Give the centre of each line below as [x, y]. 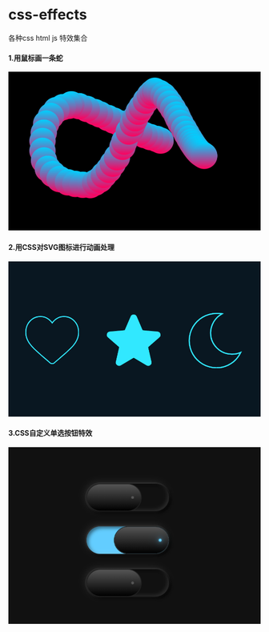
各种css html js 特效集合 [48, 38]
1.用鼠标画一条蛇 [36, 58]
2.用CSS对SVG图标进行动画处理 [61, 247]
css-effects [48, 15]
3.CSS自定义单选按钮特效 [50, 433]
